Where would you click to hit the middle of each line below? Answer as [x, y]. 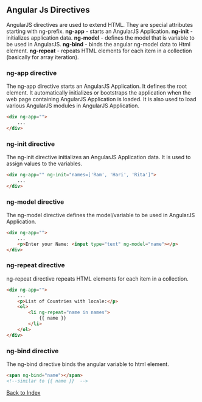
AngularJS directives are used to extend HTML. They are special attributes [100, 24]
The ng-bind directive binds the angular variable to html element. [88, 364]
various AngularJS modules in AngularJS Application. [73, 106]
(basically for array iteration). [43, 57]
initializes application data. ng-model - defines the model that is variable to [100, 38]
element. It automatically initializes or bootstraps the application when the [99, 93]
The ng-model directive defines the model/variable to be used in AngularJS [101, 215]
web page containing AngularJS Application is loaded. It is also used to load [101, 99]
